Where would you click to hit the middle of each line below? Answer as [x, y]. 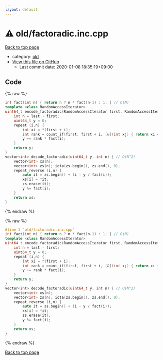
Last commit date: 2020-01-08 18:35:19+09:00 [66, 67]
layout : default [21, 9]
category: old [25, 56]
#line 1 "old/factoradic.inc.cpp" [40, 230]
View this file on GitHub [36, 62]
